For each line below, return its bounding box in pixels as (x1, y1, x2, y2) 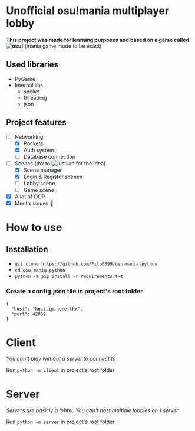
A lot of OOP (14, 193, 45, 200)
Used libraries (6, 60, 59, 70)
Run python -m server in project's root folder (6, 418, 115, 426)
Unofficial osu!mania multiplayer (6, 4, 170, 18)
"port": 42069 (11, 311, 46, 317)
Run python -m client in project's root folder (6, 367, 115, 374)
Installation (6, 244, 48, 254)
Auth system (23, 146, 54, 154)
